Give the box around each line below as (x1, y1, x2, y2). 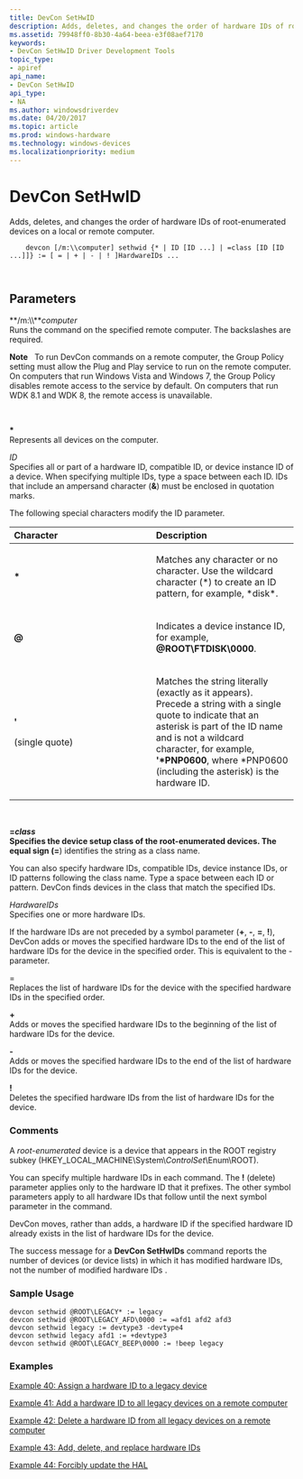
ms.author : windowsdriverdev (9, 106, 119, 115)
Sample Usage (9, 1287, 75, 1300)
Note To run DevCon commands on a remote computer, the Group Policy (9, 352, 284, 363)
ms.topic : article (9, 123, 78, 132)
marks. (9, 491, 35, 501)
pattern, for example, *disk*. (156, 587, 279, 600)
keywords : (9, 38, 47, 48)
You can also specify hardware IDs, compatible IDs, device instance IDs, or (9, 863, 289, 874)
